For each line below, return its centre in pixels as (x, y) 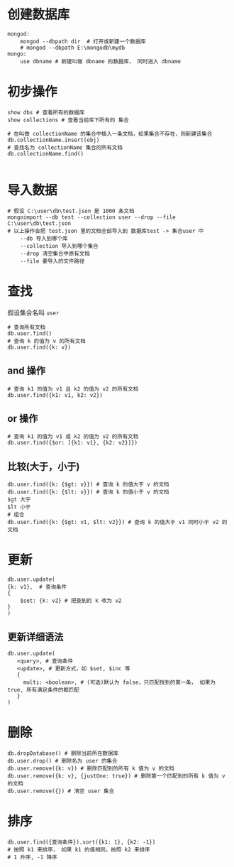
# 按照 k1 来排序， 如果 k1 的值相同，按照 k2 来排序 (79, 849)
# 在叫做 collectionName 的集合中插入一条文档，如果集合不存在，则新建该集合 (110, 133)
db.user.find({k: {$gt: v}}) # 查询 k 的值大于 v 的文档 (88, 485)
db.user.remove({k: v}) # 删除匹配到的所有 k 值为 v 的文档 (91, 768)
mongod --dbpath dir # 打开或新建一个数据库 (83, 41)
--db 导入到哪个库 (44, 239)
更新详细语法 (35, 637)
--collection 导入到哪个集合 (59, 246)
